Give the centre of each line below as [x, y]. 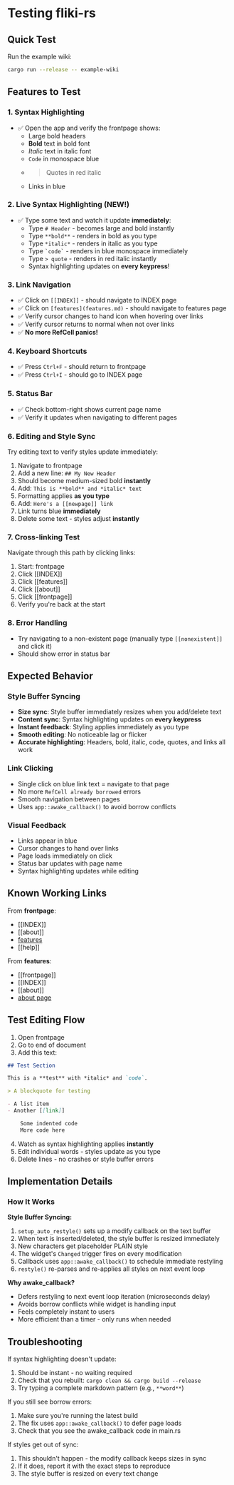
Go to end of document [52, 1045]
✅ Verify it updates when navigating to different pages [97, 417]
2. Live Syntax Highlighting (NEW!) [69, 205]
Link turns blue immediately [59, 511]
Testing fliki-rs [52, 13]
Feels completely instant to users [66, 1312]
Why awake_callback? [41, 1283]
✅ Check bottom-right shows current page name [89, 409]
